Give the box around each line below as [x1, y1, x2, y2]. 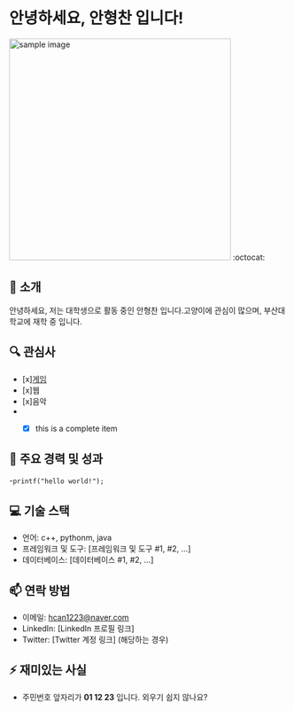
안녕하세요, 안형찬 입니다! [9, 8, 184, 28]
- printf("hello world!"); [9, 475, 104, 486]
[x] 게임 [21, 373, 47, 384]
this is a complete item [35, 423, 118, 434]
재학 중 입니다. [32, 316, 82, 326]
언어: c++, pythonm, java [21, 533, 112, 543]
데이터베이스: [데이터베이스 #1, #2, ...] [21, 555, 154, 566]
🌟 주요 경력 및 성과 [9, 451, 104, 466]
